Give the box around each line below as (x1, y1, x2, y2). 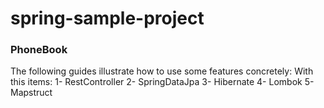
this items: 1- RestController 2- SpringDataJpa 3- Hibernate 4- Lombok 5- (10, 76, 315, 88)
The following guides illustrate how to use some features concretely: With (10, 65, 314, 77)
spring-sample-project (10, 7, 205, 30)
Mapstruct (10, 87, 53, 99)
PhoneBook (10, 43, 68, 57)
